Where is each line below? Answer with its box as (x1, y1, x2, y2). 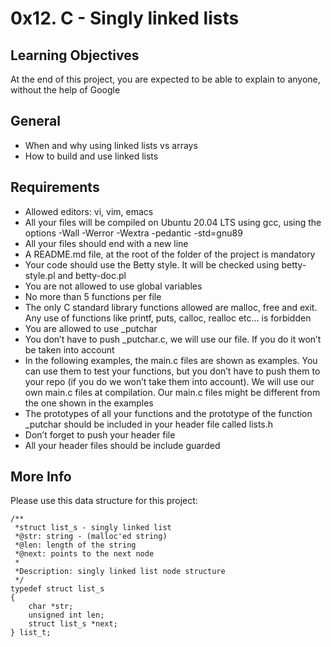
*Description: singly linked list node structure (14, 567, 226, 577)
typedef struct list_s (10, 584, 105, 594)
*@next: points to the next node (14, 549, 155, 559)
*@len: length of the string (14, 540, 137, 551)
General (10, 113, 62, 130)
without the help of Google (10, 84, 121, 96)
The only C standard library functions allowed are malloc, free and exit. (24, 301, 318, 313)
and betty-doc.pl (57, 269, 127, 281)
